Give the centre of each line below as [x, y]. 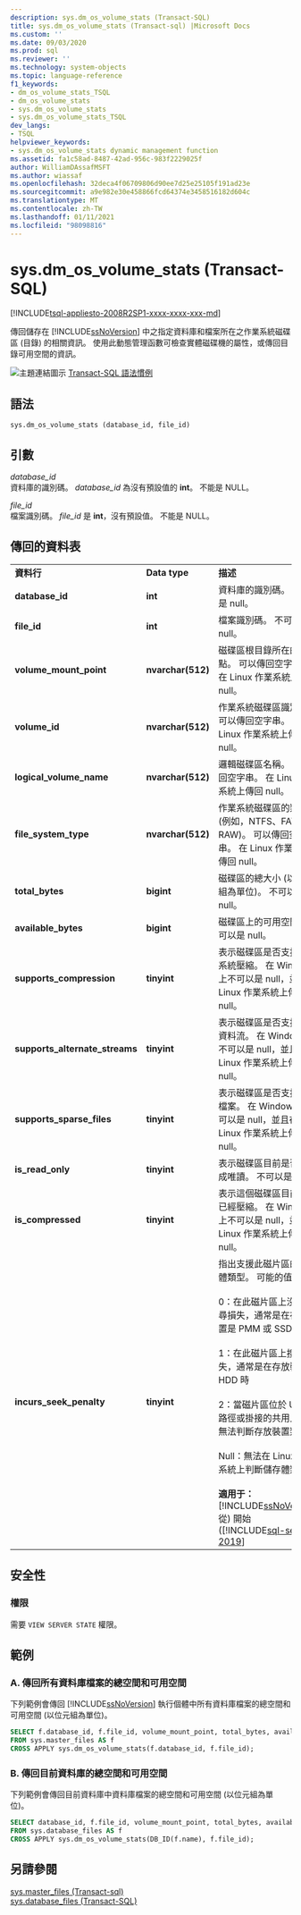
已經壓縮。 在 [247, 1206]
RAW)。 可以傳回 [254, 834]
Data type [167, 572]
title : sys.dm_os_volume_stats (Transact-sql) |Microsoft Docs [130, 26]
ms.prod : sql [34, 51]
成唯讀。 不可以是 [255, 1177]
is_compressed [48, 1219]
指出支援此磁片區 [254, 1263]
